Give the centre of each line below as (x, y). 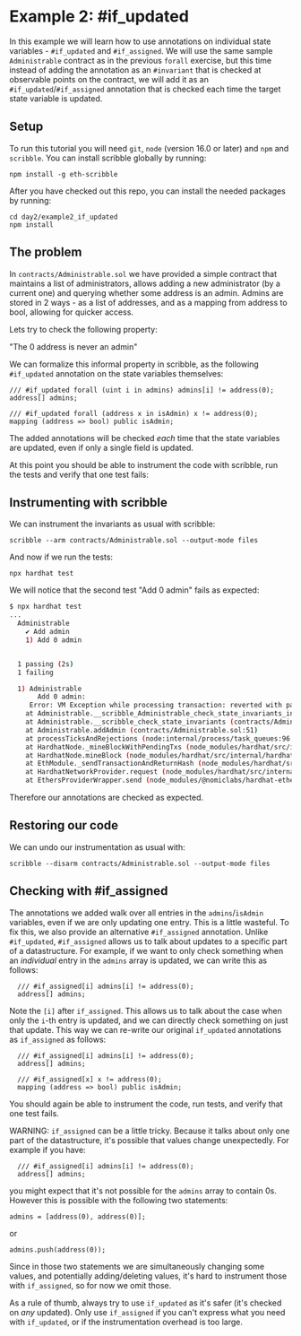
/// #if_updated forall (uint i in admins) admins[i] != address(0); (142, 390)
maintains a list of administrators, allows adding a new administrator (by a (145, 283)
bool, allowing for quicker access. (72, 312)
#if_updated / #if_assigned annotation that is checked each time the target (145, 89)
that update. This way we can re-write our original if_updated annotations (146, 1029)
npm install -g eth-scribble (64, 174)
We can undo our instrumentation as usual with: (97, 847)
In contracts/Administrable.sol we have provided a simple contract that (143, 273)
